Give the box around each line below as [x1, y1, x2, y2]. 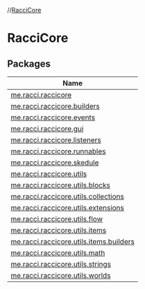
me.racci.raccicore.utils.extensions [10, 203, 125, 213]
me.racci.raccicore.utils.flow [10, 215, 103, 224]
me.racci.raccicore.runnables [10, 147, 106, 156]
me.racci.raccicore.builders [10, 101, 100, 110]
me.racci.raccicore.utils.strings [10, 260, 112, 269]
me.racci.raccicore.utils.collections [10, 192, 125, 201]
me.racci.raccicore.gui [10, 124, 84, 133]
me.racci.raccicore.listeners [10, 135, 102, 144]
